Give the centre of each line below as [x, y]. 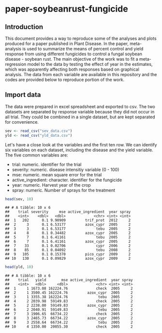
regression [16, 64]
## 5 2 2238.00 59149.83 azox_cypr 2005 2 [69, 306]
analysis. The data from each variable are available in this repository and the [81, 74]
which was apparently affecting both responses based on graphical [72, 69]
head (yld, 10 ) [19, 267]
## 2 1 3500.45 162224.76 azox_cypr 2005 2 [69, 293]
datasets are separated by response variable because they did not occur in [80, 111]
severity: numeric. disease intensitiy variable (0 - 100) [66, 169]
